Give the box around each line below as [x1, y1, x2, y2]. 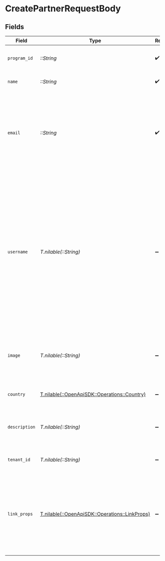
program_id [7, 55, 33, 61]
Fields [5, 23, 25, 31]
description [7, 424, 36, 430]
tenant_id [7, 457, 30, 462]
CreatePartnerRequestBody [5, 3, 121, 14]
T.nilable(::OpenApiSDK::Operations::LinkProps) [40, 511, 151, 517]
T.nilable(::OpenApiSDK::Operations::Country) [40, 391, 146, 398]
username [7, 249, 28, 255]
